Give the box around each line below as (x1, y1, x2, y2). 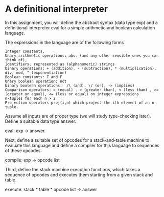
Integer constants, (5, 49, 45, 54)
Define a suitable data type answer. (5, 118, 77, 124)
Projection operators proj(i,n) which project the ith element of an (5, 100, 150, 105)
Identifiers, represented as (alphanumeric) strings (5, 62, 115, 66)
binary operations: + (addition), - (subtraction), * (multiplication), (5, 66, 157, 71)
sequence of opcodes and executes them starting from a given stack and (5, 172, 153, 177)
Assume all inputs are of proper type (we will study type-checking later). (5, 113, 151, 119)
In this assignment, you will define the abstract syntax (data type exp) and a (5, 20, 158, 25)
